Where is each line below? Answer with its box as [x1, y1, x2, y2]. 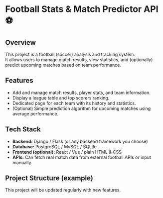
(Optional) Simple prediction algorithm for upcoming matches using [12, 105, 151, 111]
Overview [5, 38, 36, 47]
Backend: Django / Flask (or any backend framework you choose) [12, 138, 148, 144]
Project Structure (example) [5, 174, 93, 183]
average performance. [12, 110, 59, 116]
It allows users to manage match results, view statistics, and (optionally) [5, 57, 153, 63]
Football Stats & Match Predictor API [5, 3, 159, 15]
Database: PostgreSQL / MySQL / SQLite [12, 143, 97, 150]
